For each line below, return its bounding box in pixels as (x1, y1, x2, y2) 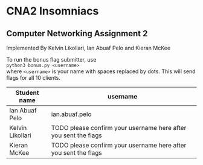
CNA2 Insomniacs (6, 4, 99, 18)
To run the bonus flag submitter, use (6, 56, 97, 63)
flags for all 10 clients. (6, 74, 60, 81)
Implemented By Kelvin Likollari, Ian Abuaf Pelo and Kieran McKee (6, 44, 171, 51)
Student (15, 89, 39, 97)
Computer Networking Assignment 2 (6, 28, 148, 39)
